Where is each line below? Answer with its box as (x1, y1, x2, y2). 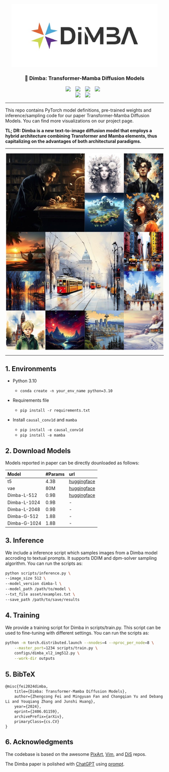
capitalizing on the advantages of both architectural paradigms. (5, 138, 142, 144)
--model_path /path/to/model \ (5, 586, 71, 592)
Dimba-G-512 (7, 513, 39, 520)
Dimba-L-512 (7, 492, 38, 498)
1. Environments (5, 364, 57, 373)
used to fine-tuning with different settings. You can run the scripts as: (5, 630, 149, 636)
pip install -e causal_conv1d (20, 427, 84, 433)
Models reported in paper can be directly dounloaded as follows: (5, 460, 139, 466)
